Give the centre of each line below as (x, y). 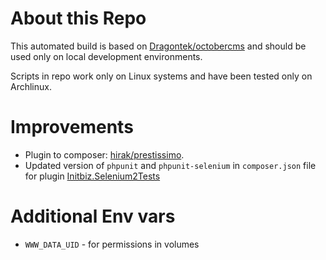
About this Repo (78, 18)
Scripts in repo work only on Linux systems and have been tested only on (161, 76)
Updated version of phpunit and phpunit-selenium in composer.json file (170, 165)
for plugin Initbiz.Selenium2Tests (92, 176)
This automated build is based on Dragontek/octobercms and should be (158, 46)
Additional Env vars (93, 216)
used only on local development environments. (106, 56)
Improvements (72, 127)
